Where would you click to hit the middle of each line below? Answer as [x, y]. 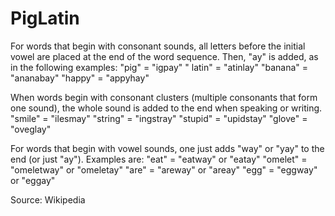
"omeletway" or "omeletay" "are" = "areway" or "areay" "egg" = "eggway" [164, 169]
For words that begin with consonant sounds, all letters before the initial [158, 46]
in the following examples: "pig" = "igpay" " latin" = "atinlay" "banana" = [159, 67]
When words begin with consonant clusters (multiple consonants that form [164, 97]
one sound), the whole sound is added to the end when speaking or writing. [166, 108]
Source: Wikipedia [48, 199]
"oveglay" [31, 129]
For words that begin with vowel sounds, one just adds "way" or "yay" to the [167, 148]
